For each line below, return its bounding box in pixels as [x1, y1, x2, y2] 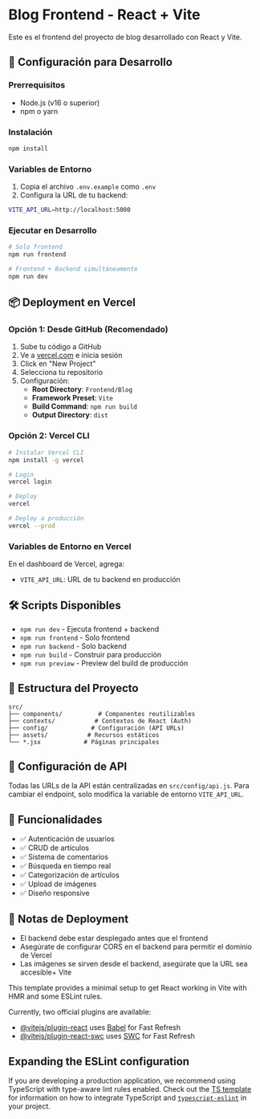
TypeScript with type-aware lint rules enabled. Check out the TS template [8, 1084, 252, 1093]
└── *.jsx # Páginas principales [8, 738, 160, 746]
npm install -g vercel [8, 456, 84, 464]
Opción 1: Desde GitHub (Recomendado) [8, 323, 169, 335]
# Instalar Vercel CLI [8, 448, 84, 457]
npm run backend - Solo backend [19, 641, 127, 651]
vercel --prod [8, 522, 56, 530]
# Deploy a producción [8, 515, 84, 523]
